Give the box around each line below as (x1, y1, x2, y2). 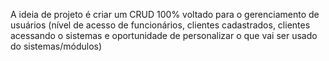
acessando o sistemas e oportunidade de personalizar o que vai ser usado (10, 30, 318, 41)
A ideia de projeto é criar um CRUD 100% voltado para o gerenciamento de (10, 9, 320, 20)
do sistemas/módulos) (10, 40, 103, 52)
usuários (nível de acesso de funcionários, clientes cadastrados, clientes (10, 19, 311, 31)
